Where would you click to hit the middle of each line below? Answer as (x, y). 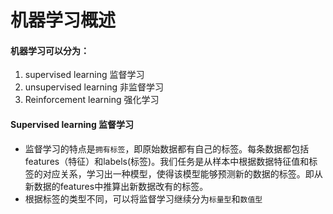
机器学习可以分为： (50, 50)
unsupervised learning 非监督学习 (94, 87)
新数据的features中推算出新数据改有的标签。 (116, 186)
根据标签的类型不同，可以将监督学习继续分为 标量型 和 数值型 (143, 198)
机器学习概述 (63, 20)
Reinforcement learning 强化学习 (92, 100)
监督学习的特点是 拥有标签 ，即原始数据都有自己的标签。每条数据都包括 (167, 148)
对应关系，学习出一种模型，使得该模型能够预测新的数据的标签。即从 (182, 173)
